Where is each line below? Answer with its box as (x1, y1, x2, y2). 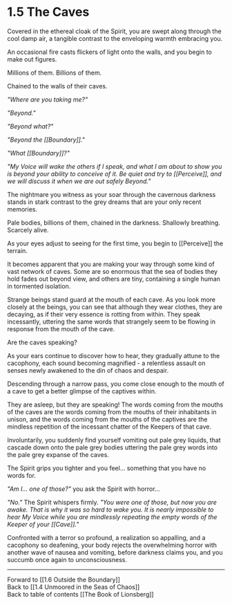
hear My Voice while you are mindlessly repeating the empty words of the (7, 512, 217, 521)
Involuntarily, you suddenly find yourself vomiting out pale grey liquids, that (7, 436, 221, 444)
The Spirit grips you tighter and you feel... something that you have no (7, 464, 206, 472)
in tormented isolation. (7, 281, 71, 290)
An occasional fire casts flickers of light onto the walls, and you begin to (7, 48, 212, 56)
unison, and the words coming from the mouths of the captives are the (7, 415, 208, 423)
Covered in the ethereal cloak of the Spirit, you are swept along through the (7, 27, 222, 35)
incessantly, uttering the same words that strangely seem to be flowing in (7, 317, 216, 326)
